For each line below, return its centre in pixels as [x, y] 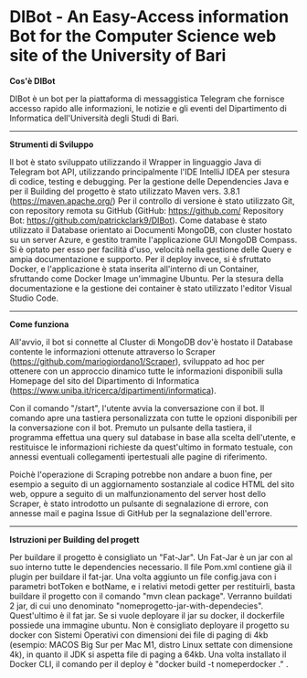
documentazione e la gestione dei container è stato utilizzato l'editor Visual [151, 288]
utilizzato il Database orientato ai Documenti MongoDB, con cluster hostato [151, 229]
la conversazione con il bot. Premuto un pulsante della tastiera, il [131, 428]
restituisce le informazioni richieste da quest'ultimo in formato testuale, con [151, 447]
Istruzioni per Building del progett [74, 539]
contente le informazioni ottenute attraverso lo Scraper [113, 351]
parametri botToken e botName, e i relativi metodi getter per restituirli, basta [152, 586]
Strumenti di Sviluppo [52, 144]
